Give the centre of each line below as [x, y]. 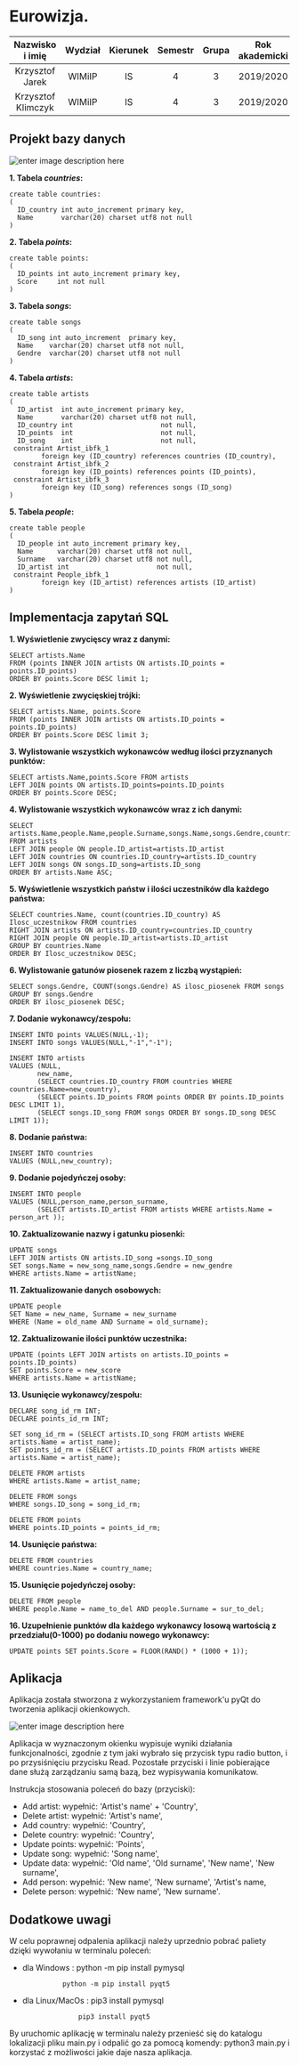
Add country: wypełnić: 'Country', [84, 1826]
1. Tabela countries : [46, 178]
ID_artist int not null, [105, 567]
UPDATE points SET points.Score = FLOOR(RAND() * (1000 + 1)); [129, 1651]
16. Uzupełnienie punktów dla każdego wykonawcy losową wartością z [143, 1625]
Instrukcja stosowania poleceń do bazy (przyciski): [102, 1789]
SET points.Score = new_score [65, 1370]
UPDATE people [36, 1306]
